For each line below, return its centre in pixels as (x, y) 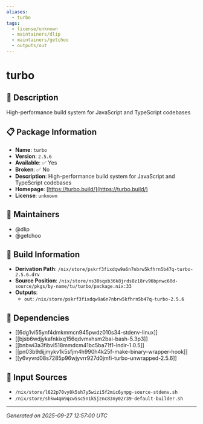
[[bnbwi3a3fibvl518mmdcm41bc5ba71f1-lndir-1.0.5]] (80, 345)
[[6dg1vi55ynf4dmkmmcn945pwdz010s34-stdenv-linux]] (86, 333)
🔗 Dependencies (38, 318)
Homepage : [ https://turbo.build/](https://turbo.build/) (81, 189)
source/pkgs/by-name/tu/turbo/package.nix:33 (73, 287)
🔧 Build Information (43, 254)
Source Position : (36, 281)
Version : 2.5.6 (34, 156)
